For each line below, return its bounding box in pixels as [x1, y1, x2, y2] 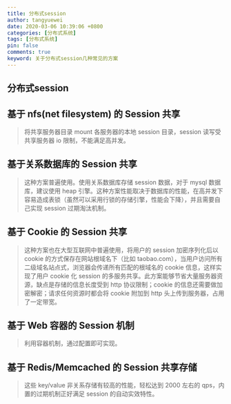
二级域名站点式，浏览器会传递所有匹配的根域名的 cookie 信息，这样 [23, 263, 216, 271]
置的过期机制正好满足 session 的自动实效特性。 [23, 389, 159, 398]
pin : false [7, 42, 39, 49]
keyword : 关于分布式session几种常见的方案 [7, 55, 119, 62]
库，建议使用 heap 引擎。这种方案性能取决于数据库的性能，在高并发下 [23, 186, 223, 195]
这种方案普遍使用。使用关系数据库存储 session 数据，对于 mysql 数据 [23, 177, 221, 186]
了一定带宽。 [23, 298, 61, 306]
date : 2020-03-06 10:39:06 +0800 [7, 23, 103, 30]
